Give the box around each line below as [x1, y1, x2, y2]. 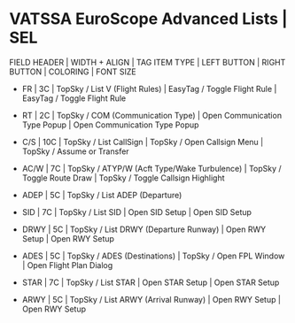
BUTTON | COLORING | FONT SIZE [9, 66, 136, 77]
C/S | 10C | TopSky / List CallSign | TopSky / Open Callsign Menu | [21, 136, 264, 147]
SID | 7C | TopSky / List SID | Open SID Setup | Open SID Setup [21, 206, 252, 217]
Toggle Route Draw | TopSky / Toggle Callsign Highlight [21, 173, 225, 183]
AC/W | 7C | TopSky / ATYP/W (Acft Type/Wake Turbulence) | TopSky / [21, 163, 282, 173]
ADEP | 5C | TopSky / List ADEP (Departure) [21, 189, 182, 200]
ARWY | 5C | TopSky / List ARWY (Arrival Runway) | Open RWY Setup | [21, 294, 282, 304]
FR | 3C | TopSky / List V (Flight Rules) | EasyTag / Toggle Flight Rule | [21, 83, 277, 94]
